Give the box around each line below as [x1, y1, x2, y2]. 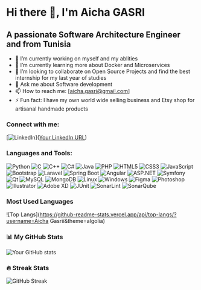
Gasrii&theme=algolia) [49, 217, 106, 224]
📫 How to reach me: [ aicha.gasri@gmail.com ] [14, 88, 130, 94]
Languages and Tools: [6, 149, 72, 158]
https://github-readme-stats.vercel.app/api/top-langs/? [39, 211, 177, 218]
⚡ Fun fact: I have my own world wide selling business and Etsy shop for [14, 97, 195, 103]
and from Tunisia [6, 39, 71, 49]
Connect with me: [6, 120, 60, 129]
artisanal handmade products [14, 105, 89, 112]
